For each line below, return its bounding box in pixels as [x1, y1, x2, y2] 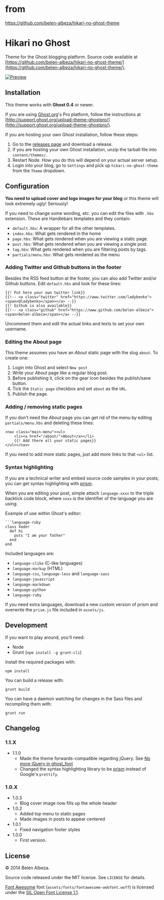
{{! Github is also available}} [5, 303, 72, 308]
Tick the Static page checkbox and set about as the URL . [12, 386, 127, 392]
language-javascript [12, 577, 55, 582]
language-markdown [12, 582, 51, 587]
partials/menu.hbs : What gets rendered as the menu [12, 251, 120, 257]
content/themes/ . [12, 152, 48, 158]
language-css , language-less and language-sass [12, 571, 110, 577]
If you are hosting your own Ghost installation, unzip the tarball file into [12, 146, 157, 152]
